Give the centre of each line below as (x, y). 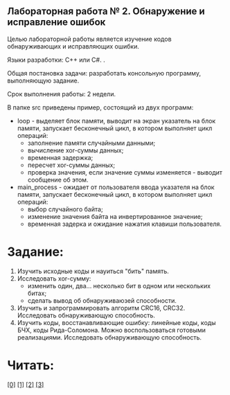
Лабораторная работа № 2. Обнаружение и (106, 11)
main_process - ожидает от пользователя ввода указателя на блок (116, 187)
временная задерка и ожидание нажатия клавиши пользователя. (124, 224)
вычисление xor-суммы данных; (76, 150)
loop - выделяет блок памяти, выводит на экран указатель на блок (116, 121)
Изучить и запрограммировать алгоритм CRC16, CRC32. (101, 308)
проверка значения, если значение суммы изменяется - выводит (125, 172)
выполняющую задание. (43, 80)
